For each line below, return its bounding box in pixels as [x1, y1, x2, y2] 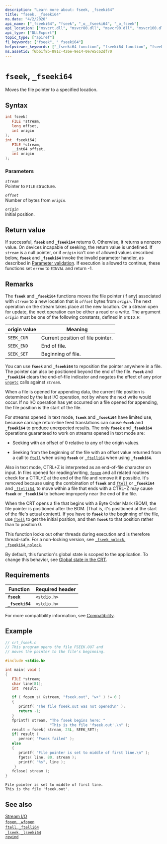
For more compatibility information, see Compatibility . [5, 612, 115, 618]
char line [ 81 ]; [11, 681, 43, 686]
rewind [5, 834, 19, 840]
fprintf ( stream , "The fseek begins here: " [11, 718, 106, 723]
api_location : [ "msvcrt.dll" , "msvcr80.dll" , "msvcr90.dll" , [5, 26, 135, 31]
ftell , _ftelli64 [5, 824, 39, 830]
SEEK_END [7, 343, 28, 349]
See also [5, 800, 32, 809]
